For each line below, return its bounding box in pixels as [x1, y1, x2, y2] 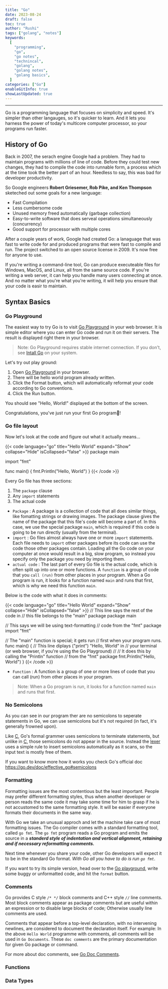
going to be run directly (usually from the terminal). [12, 530, 117, 536]
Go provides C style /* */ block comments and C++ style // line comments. [5, 895, 162, 901]
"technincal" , [14, 59, 43, 64]
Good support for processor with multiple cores [12, 226, 111, 232]
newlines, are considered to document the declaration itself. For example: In [5, 926, 161, 932]
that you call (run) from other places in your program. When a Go [12, 572, 150, 578]
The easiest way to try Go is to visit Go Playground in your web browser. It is [5, 324, 162, 330]
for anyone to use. [5, 252, 43, 258]
